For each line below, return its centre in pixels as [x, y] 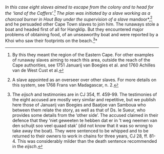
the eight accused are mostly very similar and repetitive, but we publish [84, 99]
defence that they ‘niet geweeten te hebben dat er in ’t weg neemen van [85, 120]
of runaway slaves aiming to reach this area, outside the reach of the [81, 60]
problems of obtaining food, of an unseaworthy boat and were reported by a [82, 35]
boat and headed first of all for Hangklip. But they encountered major [74, 29]
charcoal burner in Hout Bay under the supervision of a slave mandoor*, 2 [79, 19]
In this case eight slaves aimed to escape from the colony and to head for [79, 7]
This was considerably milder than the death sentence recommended [87, 141]
